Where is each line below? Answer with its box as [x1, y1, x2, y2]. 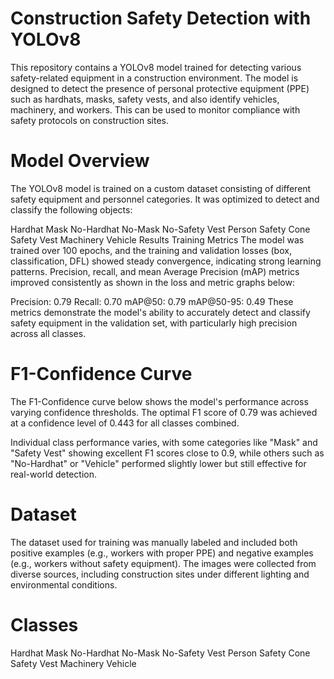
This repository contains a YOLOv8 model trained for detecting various [10, 61, 302, 73]
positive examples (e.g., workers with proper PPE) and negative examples [10, 547, 314, 559]
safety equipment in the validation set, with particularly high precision [10, 317, 298, 329]
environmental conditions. [10, 578, 118, 591]
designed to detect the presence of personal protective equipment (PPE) [10, 82, 310, 94]
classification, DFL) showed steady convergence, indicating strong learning [10, 255, 322, 267]
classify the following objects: [10, 203, 133, 216]
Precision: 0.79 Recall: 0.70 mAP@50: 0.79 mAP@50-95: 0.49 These [10, 295, 294, 307]
